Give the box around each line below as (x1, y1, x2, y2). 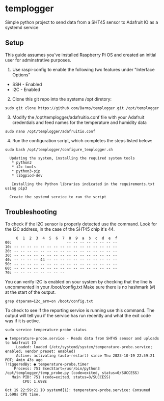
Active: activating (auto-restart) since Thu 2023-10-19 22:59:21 (16, 353, 155, 358)
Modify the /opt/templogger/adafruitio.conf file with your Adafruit (12, 114, 145, 120)
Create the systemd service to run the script (9, 194, 107, 199)
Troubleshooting (5, 208, 57, 216)
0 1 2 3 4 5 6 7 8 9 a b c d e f (16, 236, 118, 241)
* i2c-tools (11, 164, 36, 169)
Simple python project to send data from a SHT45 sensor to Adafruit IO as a (5, 19, 158, 25)
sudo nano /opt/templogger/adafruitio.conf (5, 129, 96, 134)
